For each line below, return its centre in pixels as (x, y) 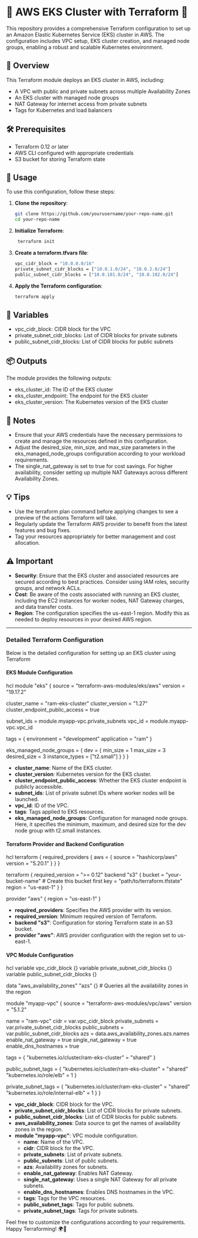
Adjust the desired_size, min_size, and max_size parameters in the (95, 447)
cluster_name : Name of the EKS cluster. (64, 768)
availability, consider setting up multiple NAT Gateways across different (101, 472)
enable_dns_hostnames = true (43, 1046)
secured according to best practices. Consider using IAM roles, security (102, 582)
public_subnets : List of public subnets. (71, 1161)
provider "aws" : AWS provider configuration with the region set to (95, 935)
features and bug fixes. (43, 530)
